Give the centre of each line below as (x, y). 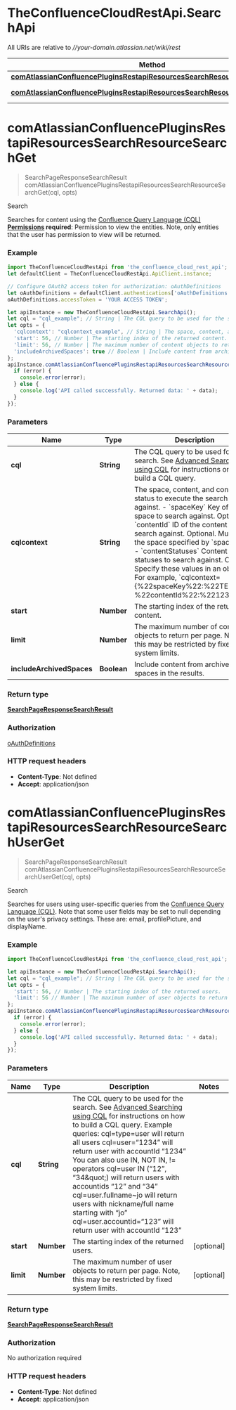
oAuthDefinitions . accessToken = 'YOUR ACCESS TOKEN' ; (88, 299)
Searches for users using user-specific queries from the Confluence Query (116, 904)
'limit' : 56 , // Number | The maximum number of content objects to (116, 345)
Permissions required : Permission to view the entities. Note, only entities (113, 227)
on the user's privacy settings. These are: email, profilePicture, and (104, 919)
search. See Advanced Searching (127, 1107)
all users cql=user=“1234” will (123, 1142)
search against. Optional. (175, 533)
